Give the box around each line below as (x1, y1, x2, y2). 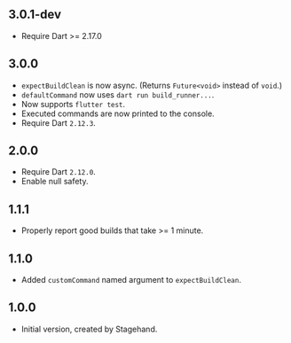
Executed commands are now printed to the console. (20, 108, 215, 119)
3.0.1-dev (8, 7, 62, 22)
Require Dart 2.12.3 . (20, 117, 97, 128)
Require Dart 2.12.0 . (20, 167, 97, 177)
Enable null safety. (20, 176, 89, 187)
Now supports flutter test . (20, 98, 126, 109)
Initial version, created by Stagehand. (20, 324, 158, 334)
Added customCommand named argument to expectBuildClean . (20, 275, 241, 285)
